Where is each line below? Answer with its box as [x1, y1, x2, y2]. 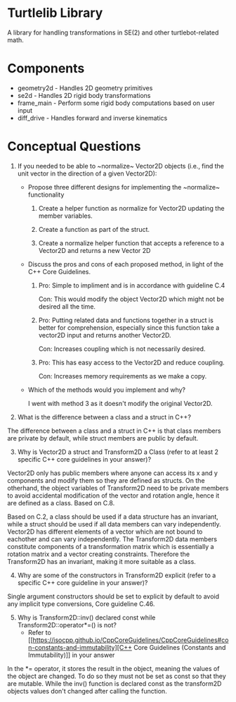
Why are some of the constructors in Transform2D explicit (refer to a [17, 571, 216, 579]
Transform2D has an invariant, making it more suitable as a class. [7, 557, 197, 565]
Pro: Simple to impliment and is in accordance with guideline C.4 [38, 281, 225, 290]
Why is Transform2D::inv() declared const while [17, 613, 156, 622]
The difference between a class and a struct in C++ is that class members [7, 426, 221, 435]
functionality [27, 190, 65, 199]
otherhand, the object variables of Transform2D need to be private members [7, 484, 229, 492]
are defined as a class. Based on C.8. [7, 498, 115, 507]
